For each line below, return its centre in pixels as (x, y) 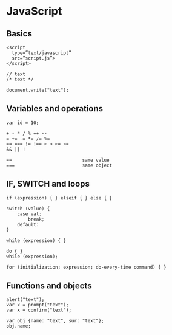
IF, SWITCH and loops (48, 184)
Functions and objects (49, 286)
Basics (19, 34)
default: (28, 224)
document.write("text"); (38, 90)
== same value (58, 160)
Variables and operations (55, 109)
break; (36, 219)
